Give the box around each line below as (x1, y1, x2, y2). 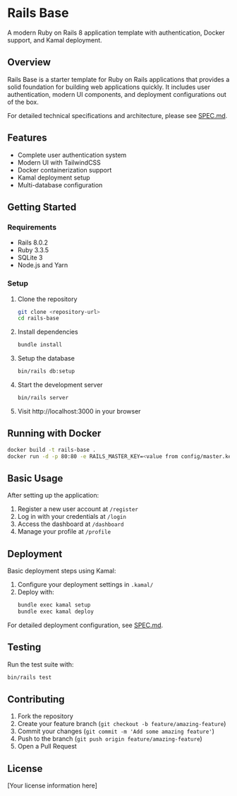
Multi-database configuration (17, 180, 103, 189)
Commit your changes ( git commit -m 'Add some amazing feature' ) (17, 727, 215, 736)
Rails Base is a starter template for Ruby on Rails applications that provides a (7, 75, 230, 83)
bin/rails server (17, 394, 69, 402)
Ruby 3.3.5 (17, 246, 49, 254)
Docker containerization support (17, 165, 112, 174)
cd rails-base (17, 315, 59, 322)
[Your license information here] (7, 781, 97, 790)
